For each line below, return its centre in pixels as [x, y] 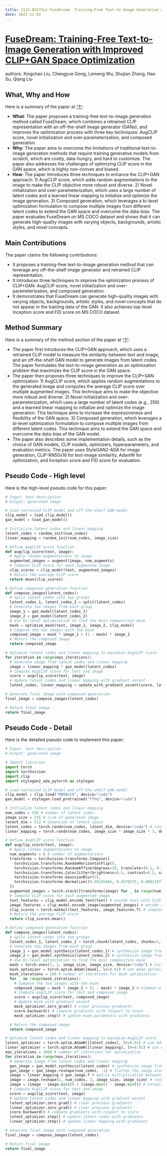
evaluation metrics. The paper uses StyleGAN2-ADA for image [76, 449]
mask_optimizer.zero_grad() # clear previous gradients [73, 1006]
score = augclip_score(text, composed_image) [62, 997]
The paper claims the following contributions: [51, 255]
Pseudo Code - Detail [39, 728]
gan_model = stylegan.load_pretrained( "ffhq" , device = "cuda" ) [71, 799]
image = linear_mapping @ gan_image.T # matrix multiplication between [85, 1075]
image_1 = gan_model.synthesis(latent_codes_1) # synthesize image [81, 951]
